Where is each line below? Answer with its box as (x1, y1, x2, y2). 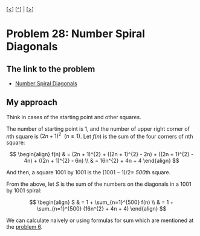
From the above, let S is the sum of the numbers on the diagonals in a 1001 (6, 180, 192, 188)
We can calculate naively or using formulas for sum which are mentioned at (6, 217, 194, 224)
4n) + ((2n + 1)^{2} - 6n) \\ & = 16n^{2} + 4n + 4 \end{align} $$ (24, 157, 179, 165)
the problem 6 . (6, 223, 43, 231)
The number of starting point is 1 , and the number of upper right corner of (6, 125, 190, 133)
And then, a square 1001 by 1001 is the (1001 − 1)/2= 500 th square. (6, 169, 171, 176)
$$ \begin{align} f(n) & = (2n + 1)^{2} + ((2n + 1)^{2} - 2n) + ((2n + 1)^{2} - (9, 151, 194, 158)
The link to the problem (6, 64, 95, 74)
